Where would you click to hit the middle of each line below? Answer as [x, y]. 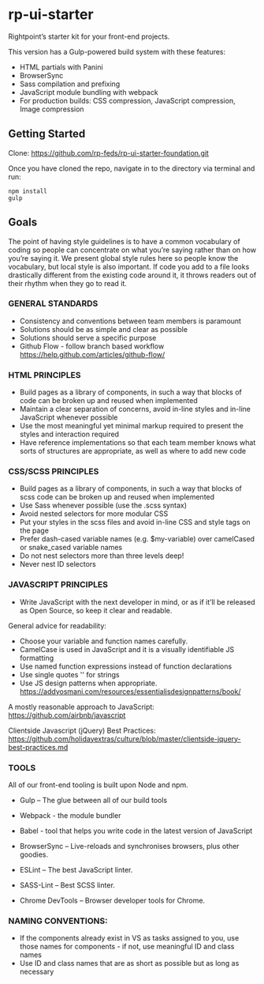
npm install [28, 191]
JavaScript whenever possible [69, 417]
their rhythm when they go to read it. [68, 283]
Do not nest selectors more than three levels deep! [102, 556]
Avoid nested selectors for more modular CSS [94, 514]
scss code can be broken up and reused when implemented [117, 497]
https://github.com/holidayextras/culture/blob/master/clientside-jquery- [125, 739]
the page [34, 530]
